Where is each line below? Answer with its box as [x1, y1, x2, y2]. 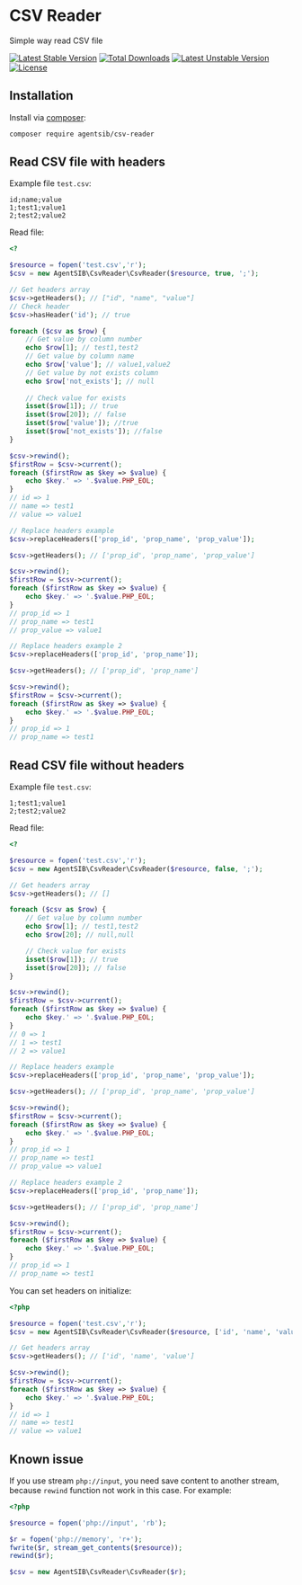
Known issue [9, 1451, 84, 1466]
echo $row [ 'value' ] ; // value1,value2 [25, 361, 171, 370]
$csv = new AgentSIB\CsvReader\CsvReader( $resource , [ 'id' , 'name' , [9, 1327, 271, 1336]
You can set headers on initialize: [9, 1285, 132, 1296]
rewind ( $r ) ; [9, 1552, 54, 1561]
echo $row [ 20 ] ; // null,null [25, 931, 135, 939]
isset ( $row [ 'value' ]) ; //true [25, 419, 139, 428]
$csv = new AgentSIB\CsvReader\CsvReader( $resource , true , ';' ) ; [9, 269, 259, 279]
